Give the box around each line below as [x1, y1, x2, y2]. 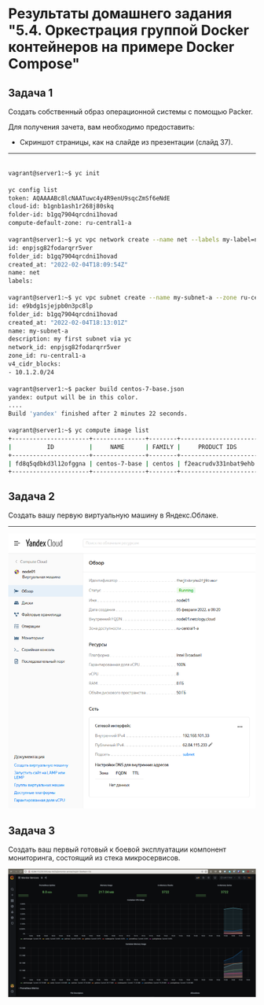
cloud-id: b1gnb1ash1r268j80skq [8, 202, 114, 211]
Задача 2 [8, 489, 55, 503]
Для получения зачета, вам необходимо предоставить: [8, 123, 195, 131]
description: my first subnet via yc [8, 335, 132, 343]
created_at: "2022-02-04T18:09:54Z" [8, 260, 128, 268]
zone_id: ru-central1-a [8, 352, 86, 360]
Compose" [8, 55, 80, 73]
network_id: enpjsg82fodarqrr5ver [8, 344, 122, 352]
